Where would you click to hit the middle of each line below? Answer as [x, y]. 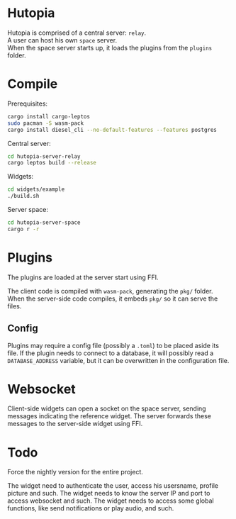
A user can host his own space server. [62, 40]
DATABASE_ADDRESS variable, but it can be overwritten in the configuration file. [118, 360]
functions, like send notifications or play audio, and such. [91, 508]
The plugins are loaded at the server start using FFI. [83, 277]
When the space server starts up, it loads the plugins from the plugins [110, 48]
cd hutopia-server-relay [44, 156]
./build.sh [23, 196]
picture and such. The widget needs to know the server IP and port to [109, 493]
